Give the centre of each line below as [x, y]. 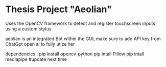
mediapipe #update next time [36, 59]
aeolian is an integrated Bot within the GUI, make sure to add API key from [83, 39]
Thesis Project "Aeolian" [59, 9]
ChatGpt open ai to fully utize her [40, 44]
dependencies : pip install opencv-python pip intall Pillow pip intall [75, 54]
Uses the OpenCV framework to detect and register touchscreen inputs [80, 23]
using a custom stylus [28, 28]
